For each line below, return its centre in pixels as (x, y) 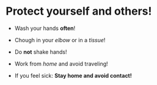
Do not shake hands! (41, 52)
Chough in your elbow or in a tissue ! (60, 40)
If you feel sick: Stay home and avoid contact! (73, 75)
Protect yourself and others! (79, 11)
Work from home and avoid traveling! (61, 64)
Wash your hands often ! (45, 28)
